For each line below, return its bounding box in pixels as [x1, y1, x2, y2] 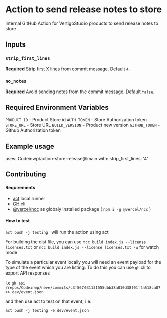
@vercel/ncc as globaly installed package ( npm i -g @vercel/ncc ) [12, 206, 151, 212]
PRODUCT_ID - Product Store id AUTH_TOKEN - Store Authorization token [5, 116, 147, 122]
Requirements [5, 184, 36, 190]
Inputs [5, 40, 26, 49]
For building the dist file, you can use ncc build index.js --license [5, 239, 146, 245]
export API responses [5, 270, 50, 276]
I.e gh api [5, 280, 25, 286]
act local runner [12, 196, 45, 202]
